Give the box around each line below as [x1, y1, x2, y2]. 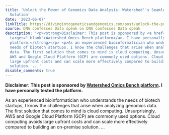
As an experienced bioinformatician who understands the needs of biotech [5, 97, 160, 103]
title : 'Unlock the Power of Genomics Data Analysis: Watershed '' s [5, 7, 150, 13]
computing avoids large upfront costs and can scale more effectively [5, 119, 148, 124]
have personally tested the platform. [5, 88, 83, 93]
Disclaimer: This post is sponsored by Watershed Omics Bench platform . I [5, 82, 162, 88]
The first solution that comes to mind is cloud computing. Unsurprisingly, [5, 108, 156, 114]
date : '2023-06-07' [5, 17, 46, 22]
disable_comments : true [5, 69, 55, 74]
